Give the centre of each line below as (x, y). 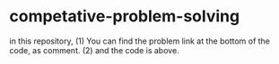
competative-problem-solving (125, 16)
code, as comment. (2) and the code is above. (94, 50)
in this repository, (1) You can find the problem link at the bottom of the (140, 41)
